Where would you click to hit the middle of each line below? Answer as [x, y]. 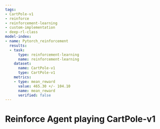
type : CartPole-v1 [36, 73]
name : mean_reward [36, 91]
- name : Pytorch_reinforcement [37, 41]
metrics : [23, 77]
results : [18, 46]
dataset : [23, 64]
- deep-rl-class [21, 32]
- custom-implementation [30, 28]
